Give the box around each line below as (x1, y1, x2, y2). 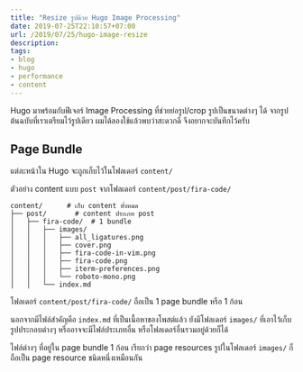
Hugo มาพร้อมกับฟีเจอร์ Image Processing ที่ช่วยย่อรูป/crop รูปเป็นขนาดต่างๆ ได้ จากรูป (10, 104, 289, 115)
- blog (10, 55, 35, 64)
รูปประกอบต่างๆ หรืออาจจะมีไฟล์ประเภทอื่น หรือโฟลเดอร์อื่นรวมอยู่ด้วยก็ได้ (10, 324, 229, 335)
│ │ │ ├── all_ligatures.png (10, 233, 144, 242)
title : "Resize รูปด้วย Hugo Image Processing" (10, 13, 181, 23)
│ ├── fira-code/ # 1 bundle (10, 217, 132, 226)
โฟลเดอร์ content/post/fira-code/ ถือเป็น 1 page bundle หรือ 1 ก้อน (10, 296, 243, 307)
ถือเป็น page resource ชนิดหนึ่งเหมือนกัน (10, 352, 143, 363)
